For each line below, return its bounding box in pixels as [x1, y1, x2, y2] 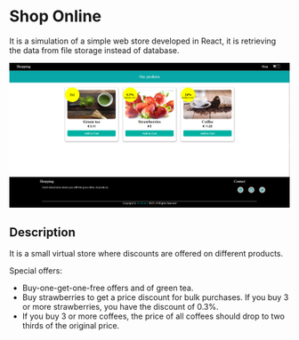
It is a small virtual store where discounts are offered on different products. [9, 249, 284, 259]
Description [9, 225, 76, 240]
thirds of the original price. [21, 320, 120, 331]
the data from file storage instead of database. [9, 44, 180, 55]
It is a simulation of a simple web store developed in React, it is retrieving [9, 36, 277, 46]
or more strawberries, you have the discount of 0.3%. [21, 302, 219, 312]
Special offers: [9, 265, 62, 276]
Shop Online [9, 6, 102, 27]
